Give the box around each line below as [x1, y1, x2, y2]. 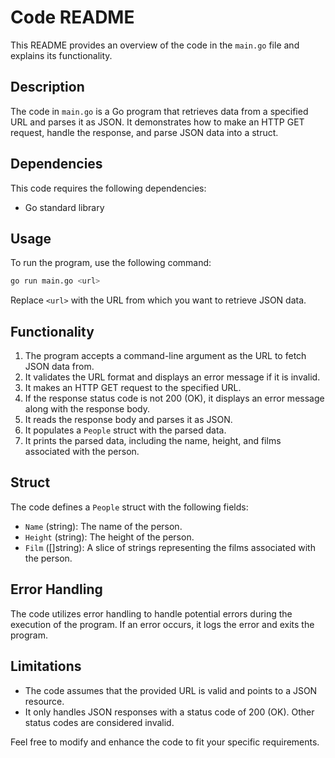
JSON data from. [24, 361, 95, 373]
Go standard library [24, 201, 105, 213]
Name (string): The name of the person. [24, 520, 183, 532]
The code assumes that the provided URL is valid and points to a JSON [24, 684, 318, 696]
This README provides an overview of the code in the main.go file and [10, 39, 300, 51]
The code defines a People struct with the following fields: [10, 501, 249, 513]
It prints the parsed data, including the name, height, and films [24, 435, 282, 447]
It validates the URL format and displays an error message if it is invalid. [24, 371, 321, 383]
